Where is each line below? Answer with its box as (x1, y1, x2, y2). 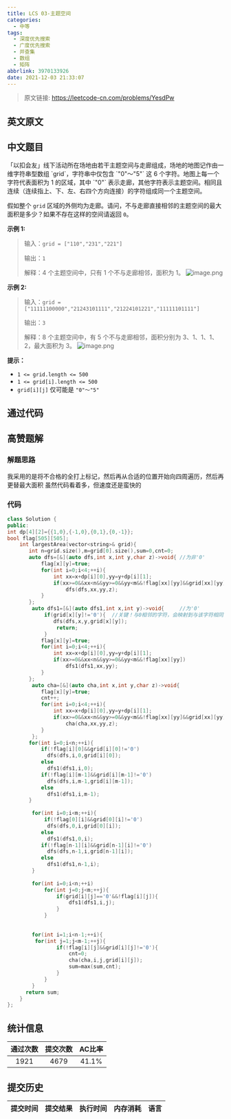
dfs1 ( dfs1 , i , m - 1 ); (47, 790, 100, 798)
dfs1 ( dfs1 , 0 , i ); (47, 835, 94, 843)
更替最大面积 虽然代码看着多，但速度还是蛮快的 (7, 481, 142, 489)
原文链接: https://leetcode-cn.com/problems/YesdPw (23, 94, 175, 102)
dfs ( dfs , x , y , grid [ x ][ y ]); (53, 618, 128, 624)
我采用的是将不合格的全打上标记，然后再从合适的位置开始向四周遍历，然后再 (7, 472, 224, 480)
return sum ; (25, 988, 60, 996)
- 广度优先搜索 (13, 42, 51, 49)
